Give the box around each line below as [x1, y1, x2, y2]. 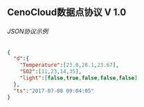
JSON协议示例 [7, 27, 48, 35]
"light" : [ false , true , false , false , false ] [19, 75, 138, 81]
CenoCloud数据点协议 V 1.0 [7, 6, 127, 19]
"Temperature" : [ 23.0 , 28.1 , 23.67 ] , [19, 61, 119, 69]
